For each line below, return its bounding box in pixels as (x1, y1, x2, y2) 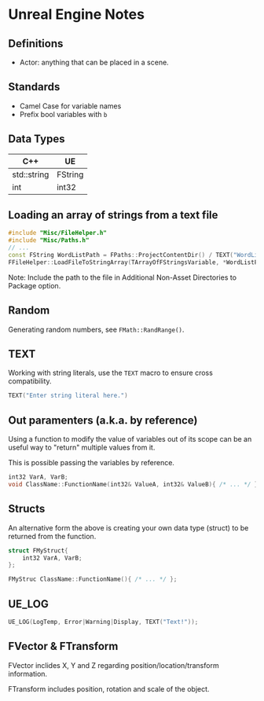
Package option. (8, 281, 61, 290)
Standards (8, 80, 60, 94)
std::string (12, 169, 49, 180)
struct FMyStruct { (8, 546, 68, 555)
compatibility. (8, 376, 53, 386)
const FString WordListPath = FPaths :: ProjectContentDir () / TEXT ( (8, 251, 234, 259)
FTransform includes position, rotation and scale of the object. (8, 684, 210, 693)
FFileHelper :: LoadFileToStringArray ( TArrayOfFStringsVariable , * (8, 258, 226, 266)
